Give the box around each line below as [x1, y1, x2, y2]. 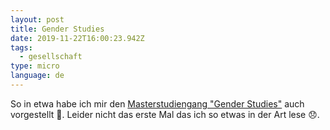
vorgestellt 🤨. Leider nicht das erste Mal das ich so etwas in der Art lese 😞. [10, 108, 320, 120]
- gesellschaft [19, 52, 83, 62]
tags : [10, 42, 33, 53]
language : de [10, 71, 65, 81]
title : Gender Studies [10, 24, 105, 34]
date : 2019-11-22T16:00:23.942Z [10, 33, 145, 43]
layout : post [10, 14, 65, 25]
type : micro [10, 61, 60, 71]
